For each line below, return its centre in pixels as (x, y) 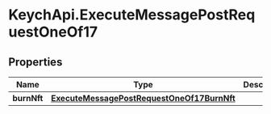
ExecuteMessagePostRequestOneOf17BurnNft (143, 98)
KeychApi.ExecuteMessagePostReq (132, 15)
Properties (35, 62)
